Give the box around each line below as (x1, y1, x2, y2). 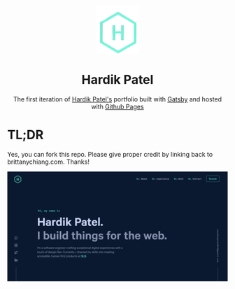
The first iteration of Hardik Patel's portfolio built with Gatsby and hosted (13, 94, 222, 103)
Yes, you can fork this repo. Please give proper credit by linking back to (7, 150, 213, 158)
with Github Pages (90, 102, 145, 111)
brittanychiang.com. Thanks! (7, 157, 90, 166)
